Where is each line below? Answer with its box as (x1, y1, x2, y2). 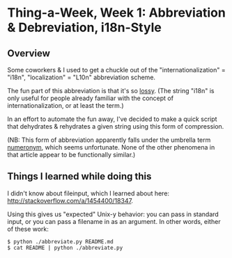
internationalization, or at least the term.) (7, 102, 124, 109)
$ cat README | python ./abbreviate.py (7, 244, 123, 251)
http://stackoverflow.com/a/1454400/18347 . (7, 196, 134, 204)
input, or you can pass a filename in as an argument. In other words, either (7, 217, 221, 225)
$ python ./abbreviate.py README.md (7, 238, 114, 245)
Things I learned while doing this (7, 170, 152, 182)
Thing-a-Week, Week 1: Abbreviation (7, 5, 226, 21)
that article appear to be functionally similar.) (7, 151, 136, 159)
